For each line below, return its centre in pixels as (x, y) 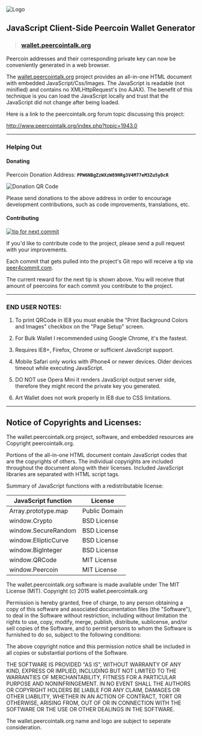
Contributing (23, 218)
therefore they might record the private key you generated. (88, 386)
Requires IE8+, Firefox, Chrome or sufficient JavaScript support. (94, 350)
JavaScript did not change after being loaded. (63, 102)
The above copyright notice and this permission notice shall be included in (98, 646)
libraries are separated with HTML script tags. (63, 474)
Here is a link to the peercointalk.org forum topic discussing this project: (96, 114)
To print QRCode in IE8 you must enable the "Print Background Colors (101, 320)
